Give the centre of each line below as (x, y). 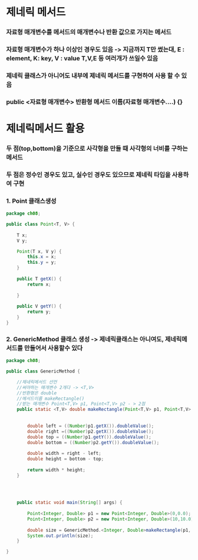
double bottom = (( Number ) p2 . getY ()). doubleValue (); (93, 442)
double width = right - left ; (64, 454)
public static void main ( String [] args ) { (70, 503)
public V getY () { (39, 306)
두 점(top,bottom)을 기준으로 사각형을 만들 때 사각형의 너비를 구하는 (97, 148)
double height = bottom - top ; (66, 459)
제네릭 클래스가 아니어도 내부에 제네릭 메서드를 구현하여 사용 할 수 (93, 76)
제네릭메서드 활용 (45, 129)
